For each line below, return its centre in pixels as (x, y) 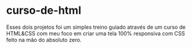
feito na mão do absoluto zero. (44, 40)
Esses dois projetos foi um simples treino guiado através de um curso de (96, 27)
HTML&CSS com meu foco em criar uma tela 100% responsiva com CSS (96, 33)
